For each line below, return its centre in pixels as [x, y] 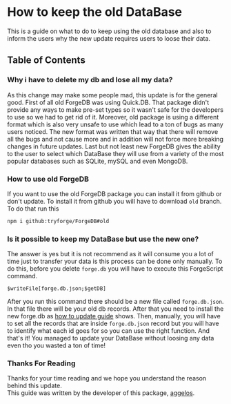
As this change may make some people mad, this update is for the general [113, 95]
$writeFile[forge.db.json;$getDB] [57, 289]
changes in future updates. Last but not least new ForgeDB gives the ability [114, 146]
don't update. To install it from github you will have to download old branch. [114, 201]
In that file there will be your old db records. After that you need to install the [115, 309]
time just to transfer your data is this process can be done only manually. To [115, 261]
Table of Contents [47, 60]
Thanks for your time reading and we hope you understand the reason [107, 378]
